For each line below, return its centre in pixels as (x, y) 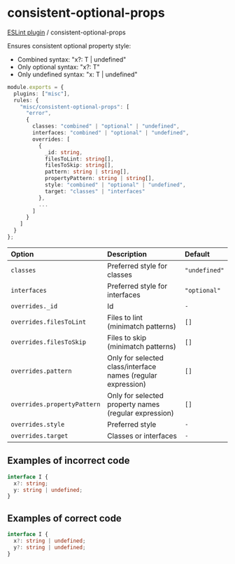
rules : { (26, 100)
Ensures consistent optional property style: (69, 46)
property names (134, 404)
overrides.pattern (41, 371)
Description (127, 254)
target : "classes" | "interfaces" (95, 191)
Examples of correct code (65, 518)
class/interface (132, 366)
